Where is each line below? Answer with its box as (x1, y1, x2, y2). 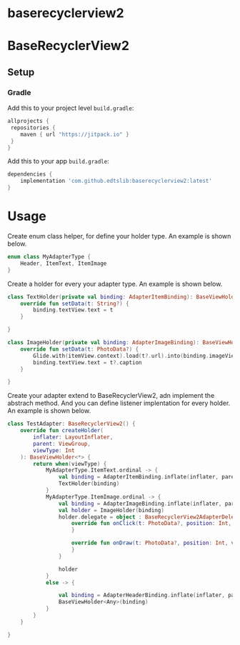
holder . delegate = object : (58, 513, 142, 521)
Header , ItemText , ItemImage (20, 259, 107, 267)
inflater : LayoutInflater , (33, 434, 114, 441)
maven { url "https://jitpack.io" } (20, 131, 130, 138)
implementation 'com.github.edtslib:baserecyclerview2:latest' (20, 177, 213, 185)
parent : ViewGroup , (33, 440, 91, 447)
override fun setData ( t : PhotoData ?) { (20, 345, 139, 353)
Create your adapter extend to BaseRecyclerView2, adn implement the (7, 391, 215, 400)
